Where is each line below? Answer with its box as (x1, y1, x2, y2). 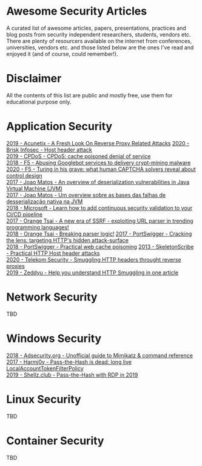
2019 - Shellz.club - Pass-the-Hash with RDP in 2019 (6, 371, 138, 378)
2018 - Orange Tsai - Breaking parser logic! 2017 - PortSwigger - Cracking (6, 230, 192, 237)
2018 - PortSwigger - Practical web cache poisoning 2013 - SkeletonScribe (6, 243, 194, 250)
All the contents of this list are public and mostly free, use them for (6, 91, 173, 99)
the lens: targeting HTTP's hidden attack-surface (6, 236, 129, 244)
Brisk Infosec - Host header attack (6, 146, 92, 153)
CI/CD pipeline (6, 210, 43, 218)
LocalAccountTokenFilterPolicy (6, 364, 84, 372)
